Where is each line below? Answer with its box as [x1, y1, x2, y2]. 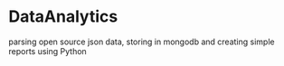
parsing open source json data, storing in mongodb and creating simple [8, 36, 275, 47]
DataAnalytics [8, 6, 118, 27]
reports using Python [8, 45, 87, 56]
